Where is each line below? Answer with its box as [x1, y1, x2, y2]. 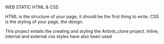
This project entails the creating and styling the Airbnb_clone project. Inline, [5, 28, 159, 34]
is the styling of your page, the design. [5, 19, 84, 24]
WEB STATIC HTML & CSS [5, 4, 59, 10]
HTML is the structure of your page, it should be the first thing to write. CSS [5, 14, 159, 19]
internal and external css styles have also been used [5, 34, 112, 39]
